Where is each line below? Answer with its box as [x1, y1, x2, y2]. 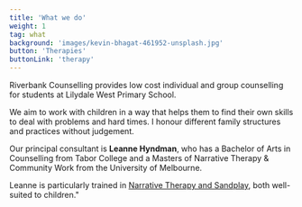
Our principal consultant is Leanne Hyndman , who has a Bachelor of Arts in [9, 143, 291, 154]
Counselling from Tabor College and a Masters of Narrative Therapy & [9, 153, 270, 163]
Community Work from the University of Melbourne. [9, 163, 203, 173]
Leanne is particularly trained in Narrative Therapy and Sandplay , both [9, 180, 270, 190]
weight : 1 [9, 22, 47, 31]
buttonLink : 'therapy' [9, 55, 95, 64]
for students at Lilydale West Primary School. [9, 89, 177, 100]
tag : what [9, 30, 47, 39]
